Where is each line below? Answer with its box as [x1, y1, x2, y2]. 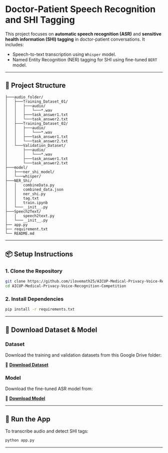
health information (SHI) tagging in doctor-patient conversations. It [5, 36, 145, 42]
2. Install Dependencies [5, 296, 64, 303]
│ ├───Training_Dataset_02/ [5, 121, 68, 126]
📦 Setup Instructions [5, 250, 73, 258]
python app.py [5, 438, 35, 443]
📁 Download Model [5, 396, 45, 402]
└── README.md [5, 231, 35, 236]
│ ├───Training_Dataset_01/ [5, 99, 68, 104]
